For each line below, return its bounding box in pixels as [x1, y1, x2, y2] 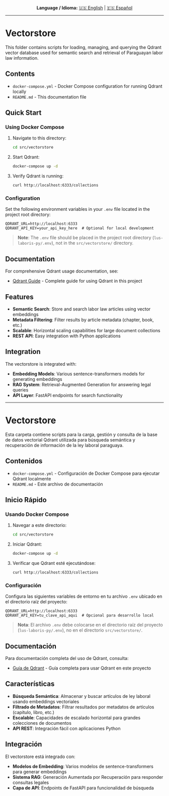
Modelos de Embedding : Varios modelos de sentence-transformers [12, 763, 153, 769]
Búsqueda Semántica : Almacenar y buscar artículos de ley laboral [12, 693, 151, 699]
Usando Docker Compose [5, 511, 69, 518]
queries [12, 387, 29, 393]
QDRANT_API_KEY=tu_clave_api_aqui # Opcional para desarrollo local [5, 613, 154, 618]
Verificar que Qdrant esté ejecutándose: [12, 560, 96, 566]
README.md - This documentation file [12, 94, 87, 100]
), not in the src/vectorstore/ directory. [51, 240, 134, 246]
